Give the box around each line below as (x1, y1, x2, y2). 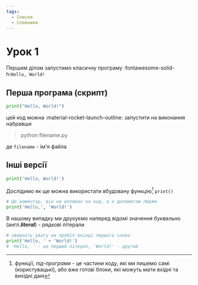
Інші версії (6, 160, 47, 170)
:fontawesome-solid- (123, 64, 175, 71)
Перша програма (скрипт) (6, 88, 108, 98)
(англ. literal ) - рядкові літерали (6, 221, 85, 228)
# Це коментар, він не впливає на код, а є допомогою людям (6, 198, 157, 205)
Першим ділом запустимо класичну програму (6, 64, 123, 71)
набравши (6, 120, 32, 127)
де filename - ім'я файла (6, 143, 67, 150)
